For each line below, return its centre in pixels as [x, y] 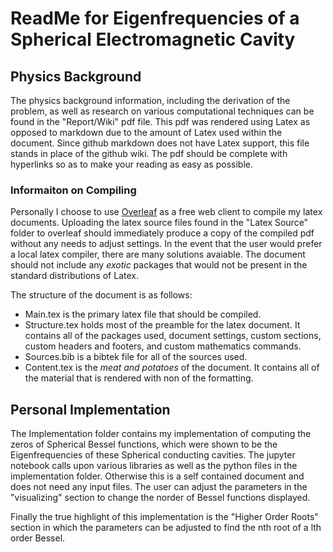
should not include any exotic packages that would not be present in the [159, 265]
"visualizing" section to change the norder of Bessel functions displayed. [160, 498]
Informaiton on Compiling [73, 190]
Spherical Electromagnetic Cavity [153, 39]
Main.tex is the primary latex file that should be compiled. [143, 314]
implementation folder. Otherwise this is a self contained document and [157, 476]
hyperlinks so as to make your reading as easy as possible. [131, 164]
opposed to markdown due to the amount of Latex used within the [146, 132]
